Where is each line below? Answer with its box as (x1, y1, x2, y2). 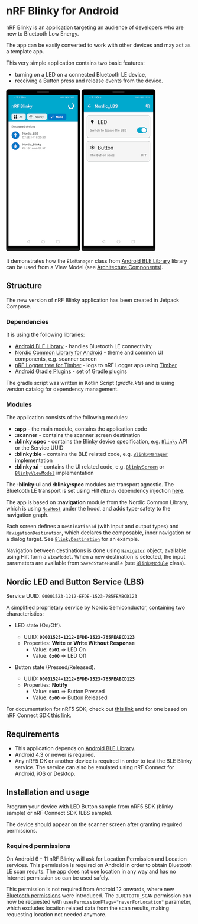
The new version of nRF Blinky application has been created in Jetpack (6, 297, 179, 304)
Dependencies (6, 317, 49, 326)
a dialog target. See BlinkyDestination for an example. (6, 536, 139, 543)
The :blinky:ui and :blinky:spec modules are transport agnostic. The (6, 481, 174, 488)
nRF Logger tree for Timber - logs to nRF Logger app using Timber (14, 362, 177, 369)
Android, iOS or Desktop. (14, 770, 76, 777)
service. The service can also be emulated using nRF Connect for (14, 763, 174, 770)
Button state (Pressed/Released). (14, 664, 96, 671)
